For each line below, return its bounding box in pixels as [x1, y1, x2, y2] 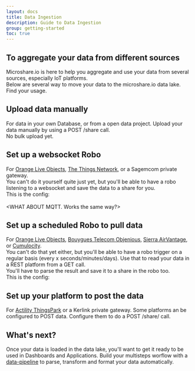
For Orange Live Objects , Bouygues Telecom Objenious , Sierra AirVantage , [6, 236, 188, 243]
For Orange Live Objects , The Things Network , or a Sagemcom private [6, 165, 177, 172]
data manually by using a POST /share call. [6, 126, 110, 133]
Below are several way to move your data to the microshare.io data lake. [6, 80, 181, 88]
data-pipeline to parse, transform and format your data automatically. [6, 359, 174, 365]
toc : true [6, 31, 31, 37]
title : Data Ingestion [6, 14, 62, 20]
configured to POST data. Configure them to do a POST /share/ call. [6, 313, 171, 320]
